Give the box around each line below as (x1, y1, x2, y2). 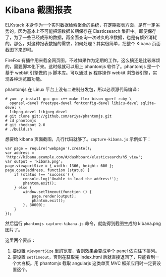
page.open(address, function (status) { (5, 167, 90, 173)
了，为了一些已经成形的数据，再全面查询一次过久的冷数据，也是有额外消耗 (5, 34, 157, 40)
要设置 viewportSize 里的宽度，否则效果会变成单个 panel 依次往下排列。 (12, 248, 160, 254)
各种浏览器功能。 (9, 75, 45, 82)
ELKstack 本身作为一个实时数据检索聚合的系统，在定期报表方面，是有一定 (5, 22, 156, 28)
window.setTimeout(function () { (23, 189, 92, 194)
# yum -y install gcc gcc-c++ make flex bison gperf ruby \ (5, 96, 132, 101)
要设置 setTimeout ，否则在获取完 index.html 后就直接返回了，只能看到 (12, 254, 155, 260)
